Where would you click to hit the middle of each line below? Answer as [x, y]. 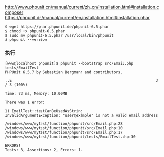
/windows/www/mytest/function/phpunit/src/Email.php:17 [64, 133]
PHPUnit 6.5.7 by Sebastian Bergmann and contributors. [64, 72]
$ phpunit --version [26, 39]
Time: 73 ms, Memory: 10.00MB [36, 94]
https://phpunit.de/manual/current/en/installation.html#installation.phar [77, 18]
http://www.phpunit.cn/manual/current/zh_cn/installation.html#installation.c [82, 7]
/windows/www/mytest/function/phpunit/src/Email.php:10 [64, 128]
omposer [14, 12]
